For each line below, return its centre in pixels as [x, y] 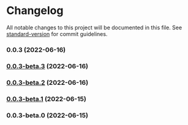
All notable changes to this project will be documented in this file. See [94, 27]
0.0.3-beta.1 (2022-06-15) [47, 99]
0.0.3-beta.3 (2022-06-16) [47, 66]
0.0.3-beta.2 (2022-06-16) [47, 82]
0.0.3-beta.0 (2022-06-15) [47, 115]
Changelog [35, 11]
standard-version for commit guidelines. [57, 34]
